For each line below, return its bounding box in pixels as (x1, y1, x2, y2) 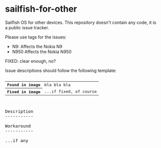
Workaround (5, 123, 31, 129)
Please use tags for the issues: (5, 34, 67, 40)
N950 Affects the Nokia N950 (12, 49, 72, 55)
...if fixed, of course (44, 89, 97, 94)
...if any (5, 138, 28, 143)
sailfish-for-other (5, 3, 77, 15)
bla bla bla (44, 82, 71, 87)
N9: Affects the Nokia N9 (12, 43, 62, 49)
